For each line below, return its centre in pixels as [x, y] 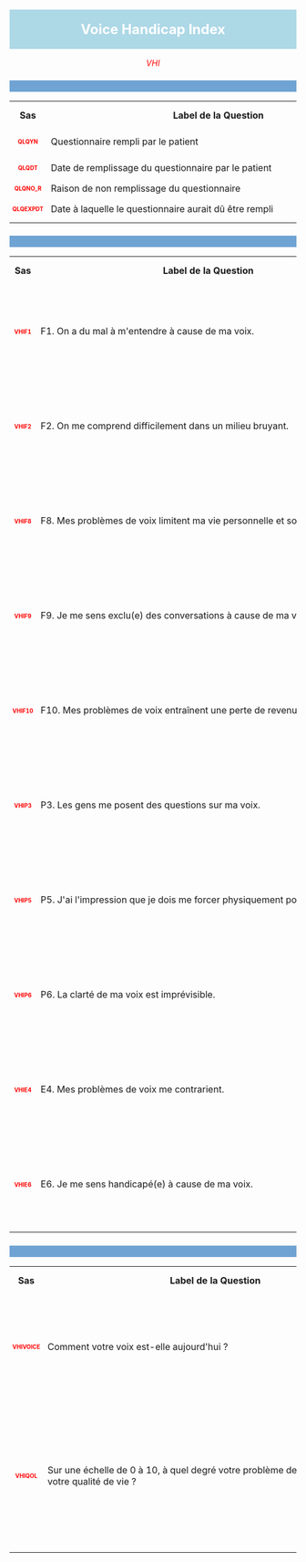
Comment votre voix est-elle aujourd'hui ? [138, 1346]
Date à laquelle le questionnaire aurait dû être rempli [162, 209]
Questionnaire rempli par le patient [124, 142]
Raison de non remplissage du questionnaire [146, 188]
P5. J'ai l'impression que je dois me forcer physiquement [162, 900]
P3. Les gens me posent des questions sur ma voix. [151, 805]
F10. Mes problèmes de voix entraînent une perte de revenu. [170, 711]
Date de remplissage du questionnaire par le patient [161, 168]
